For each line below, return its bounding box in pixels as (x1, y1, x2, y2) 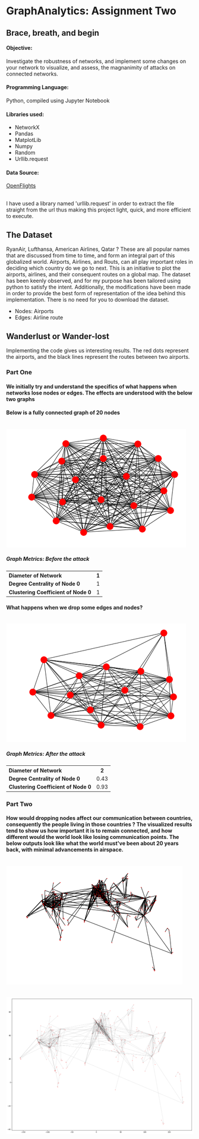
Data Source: (6, 169, 39, 176)
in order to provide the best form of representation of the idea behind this (6, 290, 186, 297)
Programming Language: (6, 84, 70, 91)
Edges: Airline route (14, 314, 64, 321)
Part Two (6, 800, 33, 808)
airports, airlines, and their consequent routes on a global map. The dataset (6, 271, 191, 278)
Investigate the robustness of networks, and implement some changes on (6, 58, 187, 65)
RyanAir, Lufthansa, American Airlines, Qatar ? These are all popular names (6, 245, 190, 253)
